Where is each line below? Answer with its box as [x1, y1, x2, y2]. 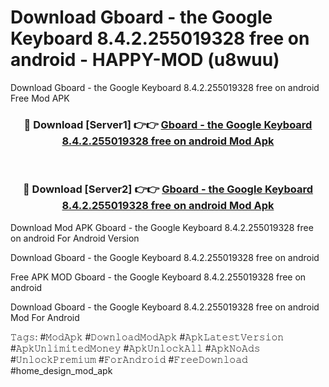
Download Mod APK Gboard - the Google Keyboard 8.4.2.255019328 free [10, 221, 314, 233]
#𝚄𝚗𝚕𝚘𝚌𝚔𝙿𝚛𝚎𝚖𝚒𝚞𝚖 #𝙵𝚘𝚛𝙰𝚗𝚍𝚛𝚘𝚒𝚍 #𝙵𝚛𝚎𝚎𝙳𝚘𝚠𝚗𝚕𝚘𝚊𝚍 [10, 353, 248, 365]
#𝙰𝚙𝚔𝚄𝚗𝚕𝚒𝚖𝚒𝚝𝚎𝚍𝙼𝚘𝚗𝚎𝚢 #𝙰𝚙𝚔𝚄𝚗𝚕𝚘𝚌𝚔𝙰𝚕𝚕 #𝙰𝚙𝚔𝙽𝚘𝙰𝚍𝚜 [10, 342, 261, 354]
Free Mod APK [10, 92, 70, 104]
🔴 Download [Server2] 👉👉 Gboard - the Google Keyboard [22, 182, 314, 196]
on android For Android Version [10, 232, 140, 244]
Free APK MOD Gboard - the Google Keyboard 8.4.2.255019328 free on [10, 271, 307, 283]
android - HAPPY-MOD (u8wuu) [10, 49, 280, 71]
